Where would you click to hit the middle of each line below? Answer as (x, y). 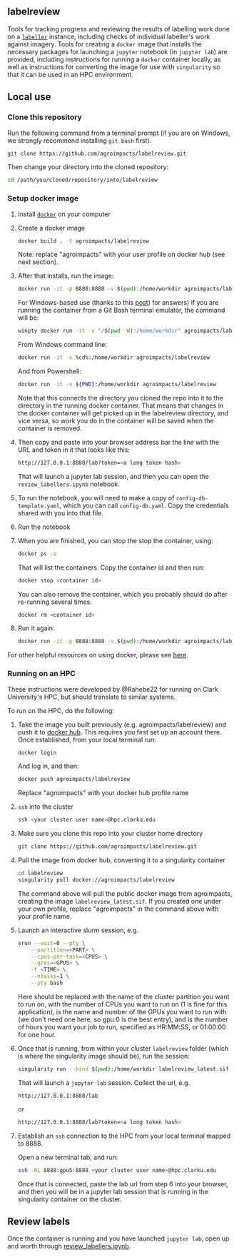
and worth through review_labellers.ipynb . (69, 1246)
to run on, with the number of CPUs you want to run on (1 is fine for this (122, 1004)
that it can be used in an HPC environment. (71, 74)
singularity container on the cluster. (70, 1199)
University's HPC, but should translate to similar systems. (92, 697)
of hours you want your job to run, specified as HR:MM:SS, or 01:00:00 (122, 1026)
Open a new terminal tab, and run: (68, 1157)
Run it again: (36, 628)
